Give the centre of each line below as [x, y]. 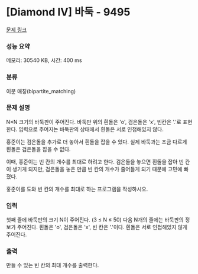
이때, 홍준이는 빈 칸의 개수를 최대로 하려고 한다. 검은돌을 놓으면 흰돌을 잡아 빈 [95, 162]
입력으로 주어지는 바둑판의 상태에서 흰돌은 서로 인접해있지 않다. [91, 129]
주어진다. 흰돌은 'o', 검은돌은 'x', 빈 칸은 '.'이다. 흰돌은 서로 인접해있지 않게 [102, 227]
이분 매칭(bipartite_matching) [41, 91]
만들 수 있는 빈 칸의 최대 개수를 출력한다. [53, 265]
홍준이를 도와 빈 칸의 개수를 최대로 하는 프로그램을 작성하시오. [77, 189]
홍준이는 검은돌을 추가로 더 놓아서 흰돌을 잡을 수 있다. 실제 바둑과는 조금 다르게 [97, 142]
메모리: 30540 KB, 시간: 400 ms [44, 60]
